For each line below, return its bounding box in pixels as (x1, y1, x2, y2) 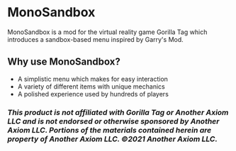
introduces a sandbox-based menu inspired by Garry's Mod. (7, 35, 184, 43)
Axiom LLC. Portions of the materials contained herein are (7, 125, 212, 135)
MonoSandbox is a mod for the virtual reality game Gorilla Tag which (7, 28, 208, 36)
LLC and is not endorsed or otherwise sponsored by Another (7, 116, 220, 126)
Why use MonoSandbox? (7, 56, 120, 68)
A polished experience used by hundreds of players (17, 89, 169, 98)
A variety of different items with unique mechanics (17, 82, 165, 91)
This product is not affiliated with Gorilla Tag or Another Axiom (7, 107, 229, 117)
